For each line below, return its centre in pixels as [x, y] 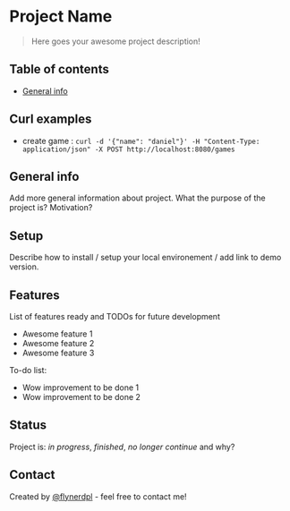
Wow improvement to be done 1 [81, 388]
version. [24, 267]
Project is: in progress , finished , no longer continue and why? [122, 447]
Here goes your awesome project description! [116, 41]
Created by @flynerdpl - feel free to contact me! [98, 496]
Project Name [61, 17]
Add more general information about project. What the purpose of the [137, 198]
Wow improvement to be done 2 [81, 397]
